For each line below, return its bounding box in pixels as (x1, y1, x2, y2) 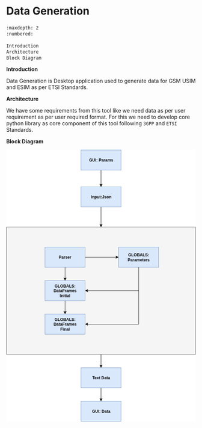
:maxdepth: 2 (6, 25, 39, 31)
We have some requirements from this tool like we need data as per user (6, 107, 186, 114)
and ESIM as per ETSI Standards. (6, 83, 88, 91)
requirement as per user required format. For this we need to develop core (6, 113, 191, 120)
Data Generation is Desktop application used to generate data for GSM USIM (6, 77, 196, 84)
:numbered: (6, 31, 34, 37)
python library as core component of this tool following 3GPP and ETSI (6, 119, 177, 127)
